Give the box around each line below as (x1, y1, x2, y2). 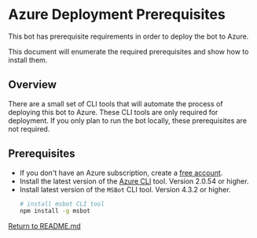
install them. (8, 55, 48, 65)
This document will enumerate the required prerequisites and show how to (8, 46, 249, 56)
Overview (8, 78, 57, 91)
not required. (8, 124, 50, 133)
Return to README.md (8, 221, 81, 231)
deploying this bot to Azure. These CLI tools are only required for (8, 107, 218, 117)
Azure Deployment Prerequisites (8, 6, 226, 24)
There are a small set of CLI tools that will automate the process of (8, 99, 223, 108)
